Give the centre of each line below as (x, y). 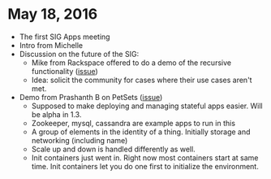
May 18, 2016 (53, 14)
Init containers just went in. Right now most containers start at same (145, 157)
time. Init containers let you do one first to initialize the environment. (145, 166)
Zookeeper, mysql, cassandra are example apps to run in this (133, 123)
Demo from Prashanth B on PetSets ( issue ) (91, 97)
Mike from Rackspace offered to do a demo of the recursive (131, 63)
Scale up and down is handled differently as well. (113, 149)
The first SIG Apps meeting (65, 37)
